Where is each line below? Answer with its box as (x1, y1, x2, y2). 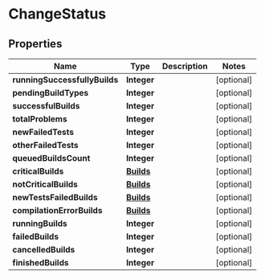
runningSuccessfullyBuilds (12, 74, 119, 85)
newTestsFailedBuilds (12, 192, 98, 203)
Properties (8, 37, 63, 51)
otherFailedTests (12, 140, 79, 150)
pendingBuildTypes (12, 88, 89, 98)
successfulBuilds (12, 101, 80, 111)
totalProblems (12, 113, 67, 125)
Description (161, 61, 208, 72)
